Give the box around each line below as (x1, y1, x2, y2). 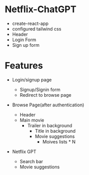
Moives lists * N (42, 138, 76, 144)
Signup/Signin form (19, 86, 61, 93)
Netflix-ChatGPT (5, 4, 77, 15)
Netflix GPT (12, 149, 37, 155)
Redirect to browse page (19, 92, 72, 98)
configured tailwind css (12, 25, 62, 32)
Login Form (12, 37, 37, 43)
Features (5, 60, 43, 72)
